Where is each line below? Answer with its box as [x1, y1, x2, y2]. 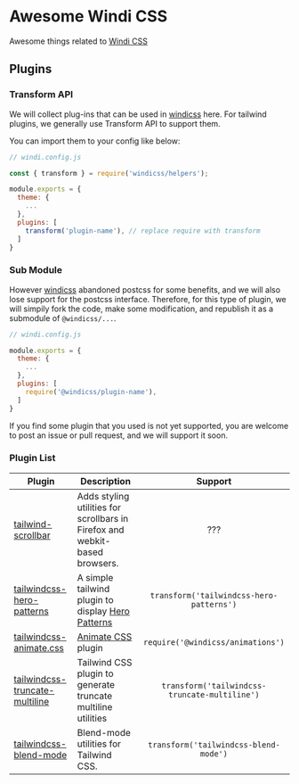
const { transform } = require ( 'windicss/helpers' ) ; [9, 169, 209, 177]
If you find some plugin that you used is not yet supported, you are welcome [9, 420, 289, 431]
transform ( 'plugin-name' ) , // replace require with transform [25, 226, 261, 235]
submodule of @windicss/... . [9, 312, 117, 323]
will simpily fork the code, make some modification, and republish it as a [9, 303, 274, 314]
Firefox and [77, 524, 125, 536]
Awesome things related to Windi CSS [9, 36, 149, 46]
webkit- [77, 534, 111, 547]
